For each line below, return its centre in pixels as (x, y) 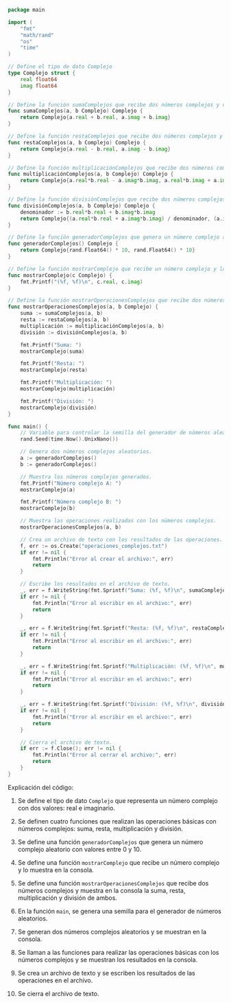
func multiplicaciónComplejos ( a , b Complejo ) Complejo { (91, 174)
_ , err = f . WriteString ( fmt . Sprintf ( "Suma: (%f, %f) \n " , (103, 591)
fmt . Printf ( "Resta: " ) (52, 364)
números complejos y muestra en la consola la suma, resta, (101, 890)
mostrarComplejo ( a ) (48, 489)
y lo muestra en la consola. (56, 870)
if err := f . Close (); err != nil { (71, 749)
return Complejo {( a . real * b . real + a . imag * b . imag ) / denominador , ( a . (122, 219)
